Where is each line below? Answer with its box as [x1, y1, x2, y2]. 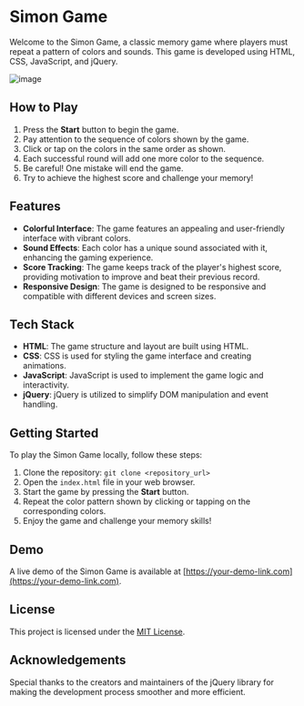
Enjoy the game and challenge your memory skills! [22, 516, 212, 527]
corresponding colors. [22, 506, 106, 517]
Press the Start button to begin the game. [22, 124, 179, 135]
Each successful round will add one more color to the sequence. [22, 153, 265, 164]
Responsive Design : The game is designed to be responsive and [22, 280, 267, 292]
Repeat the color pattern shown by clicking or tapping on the [22, 496, 251, 507]
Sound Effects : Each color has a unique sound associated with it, [22, 242, 269, 253]
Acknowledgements [9, 652, 127, 668]
